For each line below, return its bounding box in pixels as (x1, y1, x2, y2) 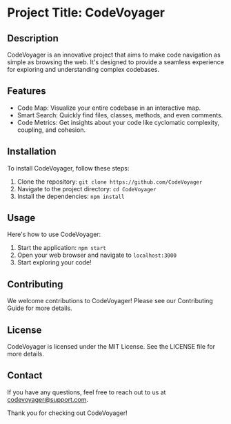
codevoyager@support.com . (7, 395, 88, 403)
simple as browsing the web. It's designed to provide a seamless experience (7, 58, 224, 66)
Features (7, 85, 46, 97)
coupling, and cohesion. (17, 126, 86, 134)
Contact (7, 369, 43, 381)
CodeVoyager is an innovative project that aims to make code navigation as (7, 50, 221, 59)
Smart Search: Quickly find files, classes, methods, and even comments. (17, 110, 223, 119)
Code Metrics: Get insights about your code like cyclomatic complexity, (17, 118, 220, 126)
